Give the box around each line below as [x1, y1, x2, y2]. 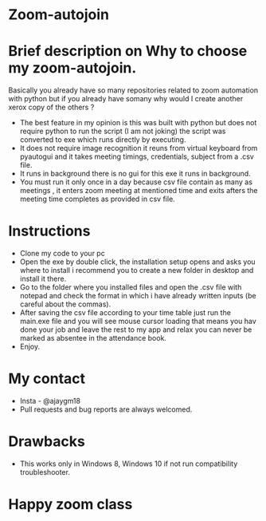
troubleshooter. [19, 467, 70, 476]
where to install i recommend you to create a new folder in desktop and [19, 266, 254, 275]
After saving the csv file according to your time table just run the [19, 308, 231, 318]
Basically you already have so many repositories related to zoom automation [8, 85, 259, 95]
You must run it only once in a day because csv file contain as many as [19, 177, 253, 187]
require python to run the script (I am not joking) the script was [19, 126, 226, 136]
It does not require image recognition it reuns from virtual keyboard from [19, 144, 258, 153]
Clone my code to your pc [19, 249, 105, 259]
